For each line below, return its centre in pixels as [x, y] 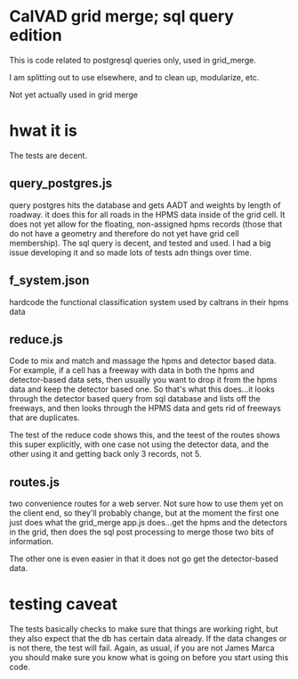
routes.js [35, 482]
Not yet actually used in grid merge [74, 95]
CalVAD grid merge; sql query [121, 17]
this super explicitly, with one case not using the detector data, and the [139, 444]
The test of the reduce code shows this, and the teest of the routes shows [145, 435]
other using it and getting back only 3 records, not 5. [105, 454]
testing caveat [64, 604]
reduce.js [36, 339]
